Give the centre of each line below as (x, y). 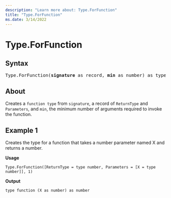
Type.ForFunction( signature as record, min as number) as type (86, 75)
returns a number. (24, 148)
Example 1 (22, 130)
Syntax (17, 63)
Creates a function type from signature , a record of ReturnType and (77, 104)
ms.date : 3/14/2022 (26, 19)
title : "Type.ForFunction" (34, 15)
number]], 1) (19, 172)
